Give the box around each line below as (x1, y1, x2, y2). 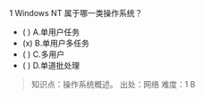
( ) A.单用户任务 (21, 27, 81, 37)
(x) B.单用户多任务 (21, 38, 89, 48)
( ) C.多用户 (21, 49, 65, 60)
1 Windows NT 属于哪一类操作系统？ (9, 8, 143, 18)
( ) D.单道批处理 (21, 61, 81, 70)
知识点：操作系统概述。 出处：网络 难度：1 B (30, 79, 196, 89)
